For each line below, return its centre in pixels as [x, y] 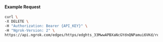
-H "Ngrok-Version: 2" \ [30, 30]
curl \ [11, 17]
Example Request [23, 7]
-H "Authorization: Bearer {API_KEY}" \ [46, 26]
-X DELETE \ [17, 22]
